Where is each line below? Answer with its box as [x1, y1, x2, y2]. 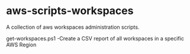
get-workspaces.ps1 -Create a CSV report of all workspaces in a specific [6, 35, 185, 42]
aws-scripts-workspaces [6, 4, 134, 18]
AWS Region [6, 41, 37, 48]
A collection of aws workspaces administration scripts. [6, 23, 140, 31]
